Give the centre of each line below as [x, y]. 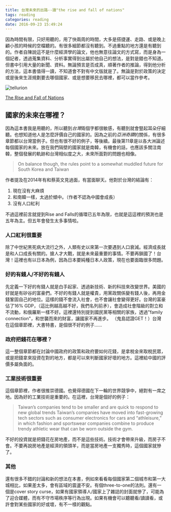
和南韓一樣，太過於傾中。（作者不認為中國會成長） [65, 197]
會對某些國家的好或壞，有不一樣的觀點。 [52, 504]
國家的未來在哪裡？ [35, 115]
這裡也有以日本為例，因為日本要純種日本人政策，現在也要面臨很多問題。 [90, 260]
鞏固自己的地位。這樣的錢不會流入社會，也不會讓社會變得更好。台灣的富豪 [88, 299]
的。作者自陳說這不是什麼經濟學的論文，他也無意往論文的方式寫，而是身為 [83, 52]
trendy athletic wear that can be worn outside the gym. [75, 429]
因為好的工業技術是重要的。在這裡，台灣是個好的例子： [72, 397]
